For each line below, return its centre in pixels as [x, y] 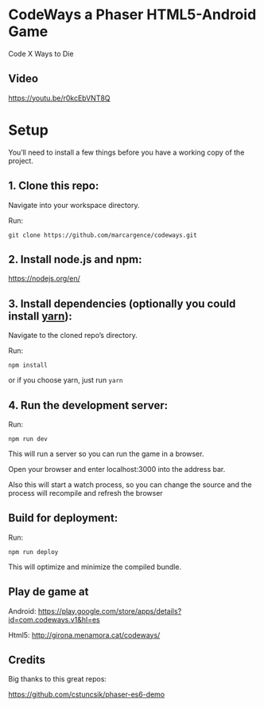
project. [21, 160]
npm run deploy [33, 552]
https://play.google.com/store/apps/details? [110, 611]
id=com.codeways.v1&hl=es [54, 619]
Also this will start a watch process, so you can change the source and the [130, 485]
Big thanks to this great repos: [58, 679]
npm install [28, 365]
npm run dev [28, 439]
